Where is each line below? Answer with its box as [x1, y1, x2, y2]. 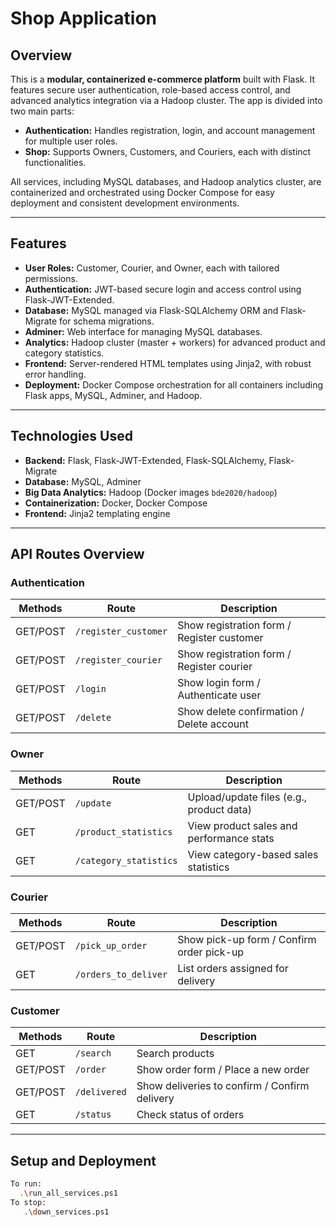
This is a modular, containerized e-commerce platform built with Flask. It [10, 73, 316, 85]
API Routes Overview [10, 546, 145, 563]
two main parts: [10, 105, 75, 117]
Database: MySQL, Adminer [24, 475, 142, 487]
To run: [10, 1179, 43, 1189]
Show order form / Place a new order [136, 1063, 310, 1077]
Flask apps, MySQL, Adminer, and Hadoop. [24, 389, 203, 401]
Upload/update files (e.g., [187, 790, 308, 804]
